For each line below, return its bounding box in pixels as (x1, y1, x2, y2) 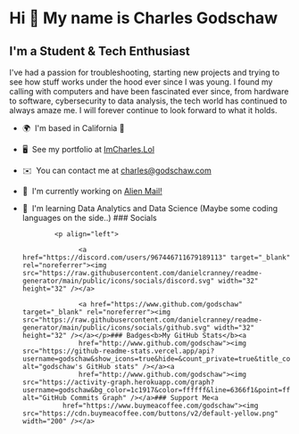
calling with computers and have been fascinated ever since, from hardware (9, 86, 289, 96)
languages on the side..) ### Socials (21, 213, 158, 223)
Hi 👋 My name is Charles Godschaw (9, 8, 278, 29)
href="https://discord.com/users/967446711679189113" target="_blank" (21, 253, 291, 262)
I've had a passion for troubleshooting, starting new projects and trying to (9, 67, 280, 78)
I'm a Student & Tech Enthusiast (9, 44, 190, 59)
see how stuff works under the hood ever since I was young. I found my (9, 77, 273, 87)
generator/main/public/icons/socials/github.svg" (21, 323, 212, 332)
